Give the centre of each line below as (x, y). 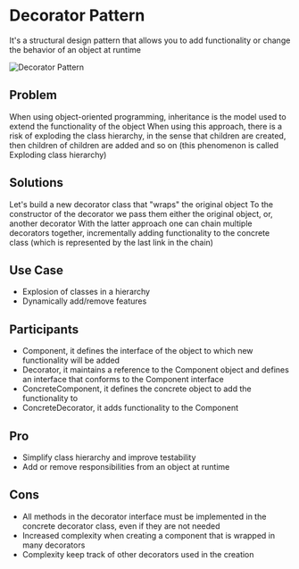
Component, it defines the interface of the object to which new (137, 351)
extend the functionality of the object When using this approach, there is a (146, 126)
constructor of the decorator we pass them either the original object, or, (141, 213)
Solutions (37, 183)
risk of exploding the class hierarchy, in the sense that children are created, (148, 136)
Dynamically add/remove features (84, 301)
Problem (33, 95)
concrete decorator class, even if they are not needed (121, 526)
